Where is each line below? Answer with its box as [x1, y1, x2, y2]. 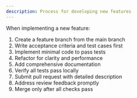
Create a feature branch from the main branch [14, 36, 125, 43]
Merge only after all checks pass [14, 85, 93, 92]
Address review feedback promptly [14, 79, 99, 86]
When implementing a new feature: [6, 24, 90, 32]
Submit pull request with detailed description [14, 73, 122, 80]
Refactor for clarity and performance [14, 54, 103, 61]
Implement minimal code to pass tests [14, 48, 106, 55]
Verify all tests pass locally [14, 66, 79, 73]
